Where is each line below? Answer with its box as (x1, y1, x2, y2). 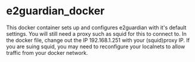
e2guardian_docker (6, 4, 105, 18)
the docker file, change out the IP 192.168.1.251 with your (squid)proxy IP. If (6, 36, 190, 44)
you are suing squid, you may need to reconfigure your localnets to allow (6, 43, 185, 50)
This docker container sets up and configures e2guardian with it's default (6, 24, 187, 31)
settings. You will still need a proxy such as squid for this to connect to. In (6, 30, 187, 37)
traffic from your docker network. (6, 49, 88, 56)
